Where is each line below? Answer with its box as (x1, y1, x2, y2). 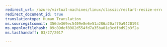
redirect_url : (5, 7, 35, 12)
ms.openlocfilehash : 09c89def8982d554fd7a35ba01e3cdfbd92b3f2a (5, 26, 139, 31)
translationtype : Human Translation (5, 16, 81, 21)
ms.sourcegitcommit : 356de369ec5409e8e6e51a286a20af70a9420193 (5, 21, 139, 26)
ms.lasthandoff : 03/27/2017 (5, 30, 64, 35)
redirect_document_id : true (5, 12, 64, 17)
